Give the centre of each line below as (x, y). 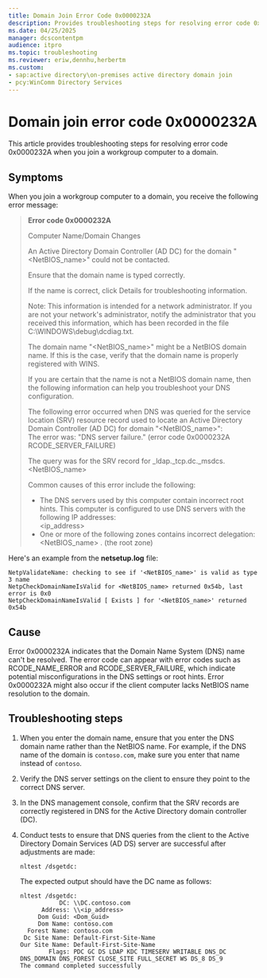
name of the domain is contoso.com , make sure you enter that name (130, 755)
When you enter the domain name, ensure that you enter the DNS (127, 737)
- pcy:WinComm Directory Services (66, 82)
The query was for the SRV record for (89, 461)
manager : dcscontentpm (46, 38)
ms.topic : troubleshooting (53, 53)
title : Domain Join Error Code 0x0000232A (79, 16)
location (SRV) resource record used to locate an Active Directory (135, 420)
